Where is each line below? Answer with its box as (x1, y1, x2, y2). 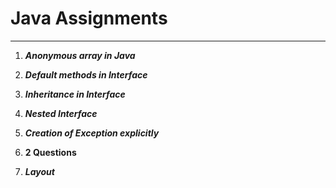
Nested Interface (24, 107, 98, 119)
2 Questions (24, 146, 77, 158)
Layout (24, 165, 55, 177)
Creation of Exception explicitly (24, 127, 160, 139)
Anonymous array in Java (24, 49, 136, 61)
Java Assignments (10, 7, 168, 30)
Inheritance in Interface (24, 88, 126, 100)
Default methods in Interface (24, 68, 148, 81)
